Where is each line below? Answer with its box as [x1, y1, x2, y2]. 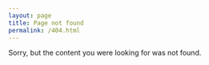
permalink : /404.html [8, 26, 81, 34]
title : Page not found [8, 19, 84, 27]
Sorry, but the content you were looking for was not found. [8, 48, 202, 58]
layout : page [8, 11, 52, 20]
